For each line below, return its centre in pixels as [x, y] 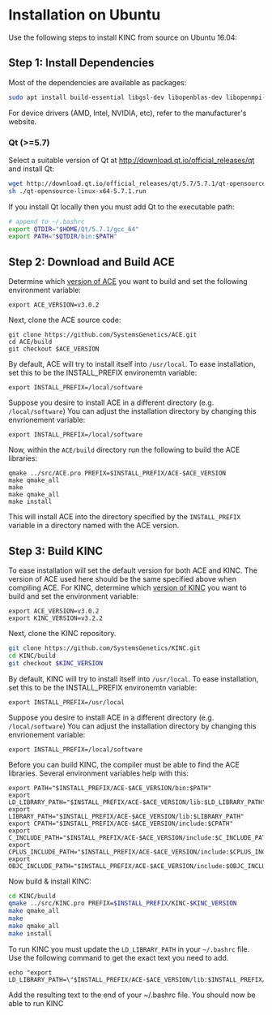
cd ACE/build [30, 342]
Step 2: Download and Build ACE [92, 262]
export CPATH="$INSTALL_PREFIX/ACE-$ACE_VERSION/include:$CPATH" [121, 824]
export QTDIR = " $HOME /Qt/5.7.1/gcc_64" [74, 229]
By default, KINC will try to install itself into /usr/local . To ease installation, [134, 678]
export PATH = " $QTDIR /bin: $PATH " [63, 237]
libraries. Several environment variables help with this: [98, 773]
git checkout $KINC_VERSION [56, 663]
